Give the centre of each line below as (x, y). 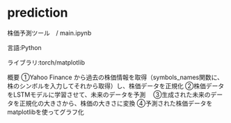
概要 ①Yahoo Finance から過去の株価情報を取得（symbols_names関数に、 (115, 77)
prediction (38, 13)
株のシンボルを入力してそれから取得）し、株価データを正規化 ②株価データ (116, 85)
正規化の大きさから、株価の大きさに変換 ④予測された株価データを (116, 103)
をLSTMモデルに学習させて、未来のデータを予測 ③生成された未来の (109, 95)
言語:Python (24, 47)
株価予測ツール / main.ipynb (49, 33)
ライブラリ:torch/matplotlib (46, 62)
